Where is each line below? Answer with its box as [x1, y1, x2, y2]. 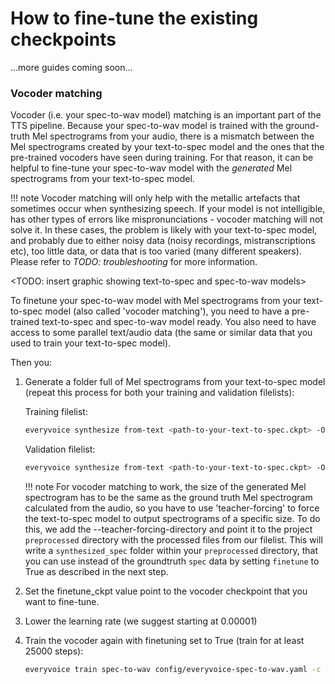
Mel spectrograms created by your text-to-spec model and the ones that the [10, 141, 325, 153]
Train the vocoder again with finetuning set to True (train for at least [24, 634, 305, 646]
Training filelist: [24, 406, 88, 418]
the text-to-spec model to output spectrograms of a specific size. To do [24, 512, 321, 524]
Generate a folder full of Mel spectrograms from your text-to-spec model [24, 376, 326, 388]
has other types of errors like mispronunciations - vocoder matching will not [10, 213, 323, 226]
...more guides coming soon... [10, 61, 133, 73]
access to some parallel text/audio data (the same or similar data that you [10, 327, 313, 339]
